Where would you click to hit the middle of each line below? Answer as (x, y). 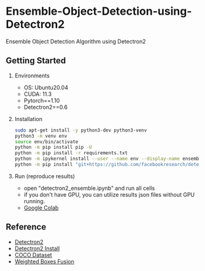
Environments (32, 76)
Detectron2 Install (37, 248)
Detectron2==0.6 (46, 107)
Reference (26, 227)
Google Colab (41, 208)
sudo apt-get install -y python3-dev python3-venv (81, 130)
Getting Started (36, 61)
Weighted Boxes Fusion (44, 261)
